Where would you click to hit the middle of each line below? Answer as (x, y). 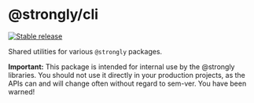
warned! (22, 91)
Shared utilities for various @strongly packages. (85, 51)
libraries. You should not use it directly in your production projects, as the (127, 75)
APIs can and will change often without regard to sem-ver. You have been (127, 83)
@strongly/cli (53, 15)
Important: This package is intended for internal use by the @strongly (121, 66)
